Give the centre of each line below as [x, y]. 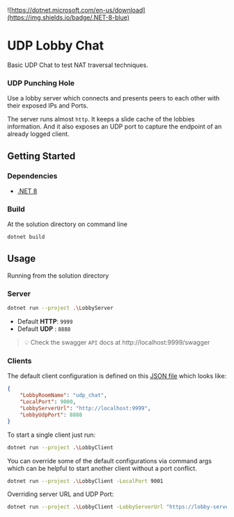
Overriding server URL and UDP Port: [61, 494]
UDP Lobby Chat [56, 46]
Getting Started [41, 156]
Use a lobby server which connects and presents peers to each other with [114, 98]
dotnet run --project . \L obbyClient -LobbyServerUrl [85, 507]
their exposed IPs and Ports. [48, 106]
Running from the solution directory [58, 276]
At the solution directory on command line [67, 224]
